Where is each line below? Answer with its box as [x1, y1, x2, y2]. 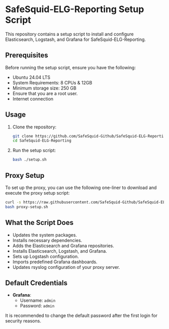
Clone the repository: [12, 124, 57, 130]
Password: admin [20, 303, 55, 309]
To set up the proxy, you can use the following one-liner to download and [5, 184, 157, 191]
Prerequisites [5, 51, 48, 60]
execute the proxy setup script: [5, 190, 70, 196]
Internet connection [12, 96, 54, 102]
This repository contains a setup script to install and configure [5, 31, 134, 37]
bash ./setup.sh [12, 157, 47, 162]
